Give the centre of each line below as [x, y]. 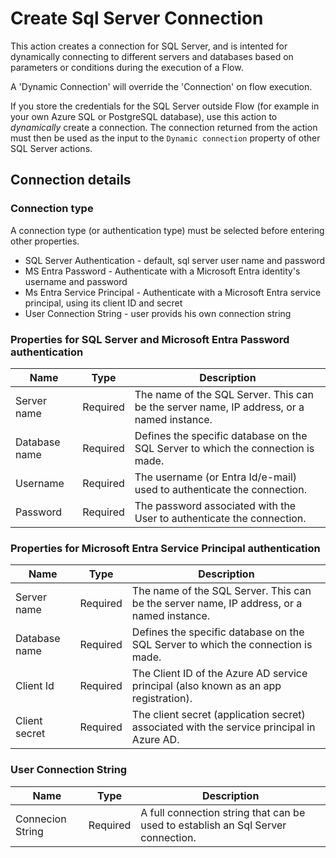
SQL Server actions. [51, 148]
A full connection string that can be [223, 812]
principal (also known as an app [206, 686]
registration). [162, 699]
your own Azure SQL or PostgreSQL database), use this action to [144, 116]
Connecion [41, 819]
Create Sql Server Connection [137, 18]
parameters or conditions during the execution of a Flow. [127, 67]
